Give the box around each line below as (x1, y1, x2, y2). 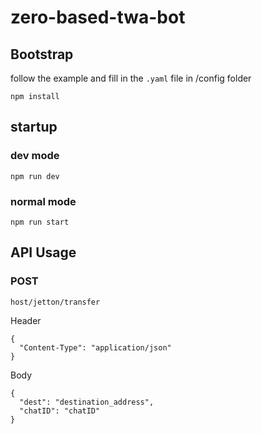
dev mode (10, 149, 60, 163)
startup (10, 119, 58, 136)
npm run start (10, 217, 70, 227)
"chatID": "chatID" (19, 406, 101, 416)
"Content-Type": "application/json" (19, 342, 172, 353)
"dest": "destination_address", (19, 397, 155, 407)
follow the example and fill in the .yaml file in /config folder (10, 72, 252, 84)
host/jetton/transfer (10, 297, 101, 307)
